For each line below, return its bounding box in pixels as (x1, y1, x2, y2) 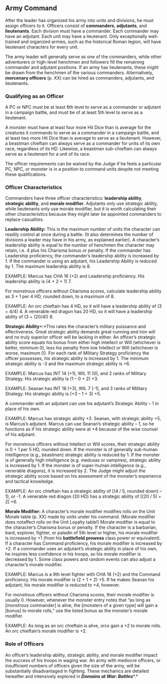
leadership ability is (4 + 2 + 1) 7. (5, 278, 72, 284)
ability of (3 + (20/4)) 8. (5, 314, 54, 320)
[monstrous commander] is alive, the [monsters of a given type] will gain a (5, 602, 158, 608)
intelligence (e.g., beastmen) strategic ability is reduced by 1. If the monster (5, 452, 160, 458)
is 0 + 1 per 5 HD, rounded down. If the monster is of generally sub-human (5, 447, 158, 453)
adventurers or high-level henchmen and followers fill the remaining (5, 59, 145, 65)
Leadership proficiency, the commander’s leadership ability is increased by (5, 253, 160, 259)
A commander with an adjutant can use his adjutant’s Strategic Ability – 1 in (5, 401, 159, 407)
